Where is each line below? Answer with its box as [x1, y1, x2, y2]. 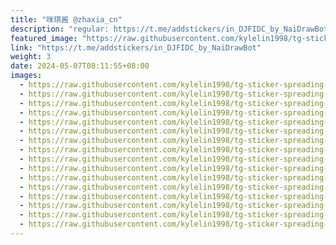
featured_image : [10, 33, 78, 43]
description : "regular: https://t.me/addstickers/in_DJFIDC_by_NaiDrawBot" [10, 24, 333, 34]
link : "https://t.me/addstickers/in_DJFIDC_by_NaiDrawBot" [10, 42, 262, 53]
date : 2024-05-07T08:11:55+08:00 [10, 61, 150, 71]
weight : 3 [10, 52, 52, 62]
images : [10, 71, 43, 81]
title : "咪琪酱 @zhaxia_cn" [10, 14, 123, 25]
